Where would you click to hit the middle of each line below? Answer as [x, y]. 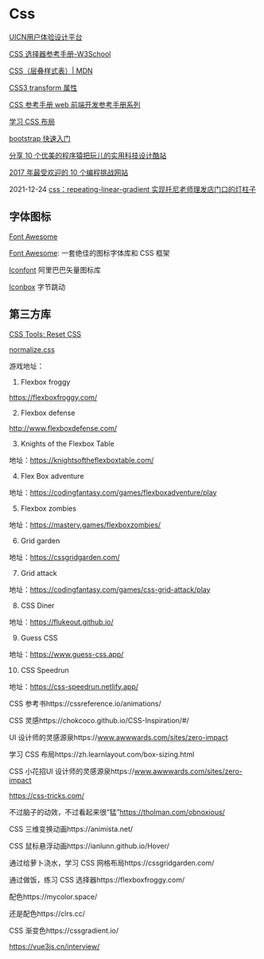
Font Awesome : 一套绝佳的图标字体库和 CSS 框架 [89, 252]
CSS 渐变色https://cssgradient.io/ [64, 930]
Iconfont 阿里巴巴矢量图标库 [55, 270]
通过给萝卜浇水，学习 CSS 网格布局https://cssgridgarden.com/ [112, 863]
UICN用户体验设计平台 [46, 37]
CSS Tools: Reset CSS [45, 334]
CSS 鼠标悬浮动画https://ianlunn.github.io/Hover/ [89, 846]
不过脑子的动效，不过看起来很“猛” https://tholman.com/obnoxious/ [117, 812]
